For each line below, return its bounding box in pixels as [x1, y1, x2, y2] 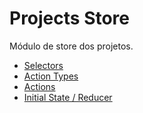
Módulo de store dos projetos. [9, 40, 134, 52]
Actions [23, 80, 56, 92]
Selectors [23, 59, 64, 71]
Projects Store [9, 7, 131, 30]
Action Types [23, 70, 79, 82]
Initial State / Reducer [23, 91, 113, 103]
